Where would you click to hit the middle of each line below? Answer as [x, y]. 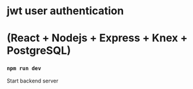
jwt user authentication [65, 11]
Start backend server [33, 81]
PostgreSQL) [39, 51]
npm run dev [24, 69]
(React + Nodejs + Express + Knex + [97, 38]
